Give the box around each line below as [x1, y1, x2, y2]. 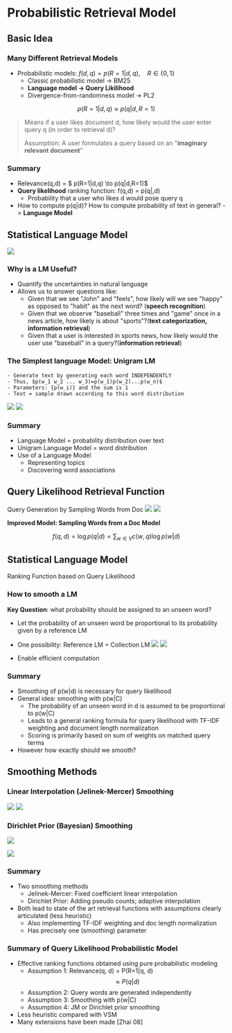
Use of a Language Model [17, 451, 91, 459]
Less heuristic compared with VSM [17, 1011, 118, 1019]
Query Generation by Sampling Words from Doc [7, 505, 144, 513]
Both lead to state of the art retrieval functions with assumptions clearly [17, 904, 222, 913]
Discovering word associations [27, 466, 116, 474]
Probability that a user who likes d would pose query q [27, 194, 184, 203]
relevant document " [24, 146, 83, 154]
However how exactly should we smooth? [17, 746, 136, 754]
